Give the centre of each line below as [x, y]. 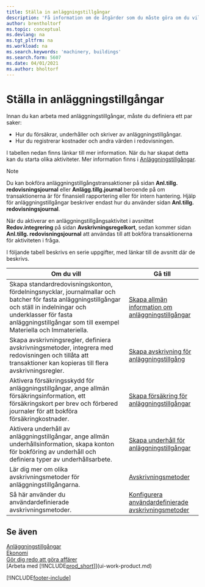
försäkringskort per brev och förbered [63, 403]
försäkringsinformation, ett [48, 396]
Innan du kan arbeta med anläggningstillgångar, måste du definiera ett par [99, 116]
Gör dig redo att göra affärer [42, 559]
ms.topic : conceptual [34, 29]
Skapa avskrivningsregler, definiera [60, 340]
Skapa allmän [148, 299]
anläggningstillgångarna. [45, 485]
